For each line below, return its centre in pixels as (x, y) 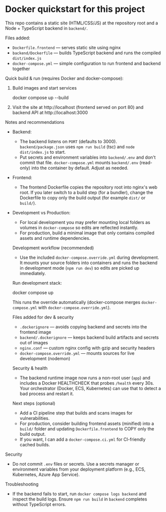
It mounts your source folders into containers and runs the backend (88, 263)
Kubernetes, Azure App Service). (46, 474)
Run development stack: (37, 283)
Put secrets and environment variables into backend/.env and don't (88, 157)
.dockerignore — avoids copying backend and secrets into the (83, 326)
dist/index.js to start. (43, 152)
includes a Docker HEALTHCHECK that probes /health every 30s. (87, 383)
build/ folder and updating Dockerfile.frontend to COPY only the (87, 428)
